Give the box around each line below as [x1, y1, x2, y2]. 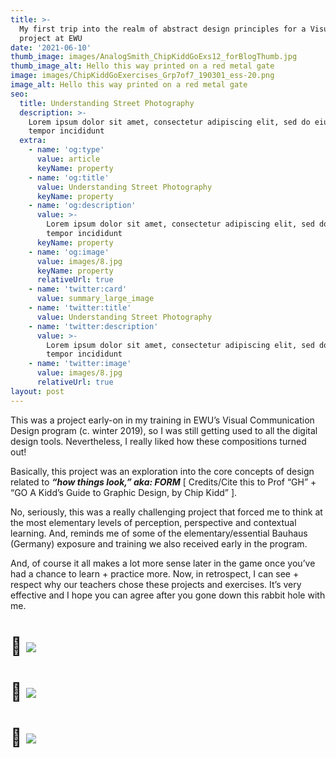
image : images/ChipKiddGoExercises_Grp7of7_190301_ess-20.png [10, 71, 275, 81]
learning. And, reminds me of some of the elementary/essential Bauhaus [10, 527, 308, 539]
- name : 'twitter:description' [28, 321, 159, 331]
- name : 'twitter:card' [28, 284, 128, 295]
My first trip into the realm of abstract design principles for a [19, 24, 307, 34]
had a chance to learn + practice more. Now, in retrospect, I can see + [10, 567, 300, 580]
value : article [36, 154, 101, 164]
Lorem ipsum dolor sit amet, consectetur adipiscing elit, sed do [28, 117, 311, 127]
